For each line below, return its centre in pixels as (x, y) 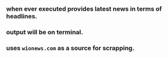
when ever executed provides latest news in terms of (84, 9)
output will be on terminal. (45, 32)
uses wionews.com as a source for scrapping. (70, 48)
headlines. (22, 16)
